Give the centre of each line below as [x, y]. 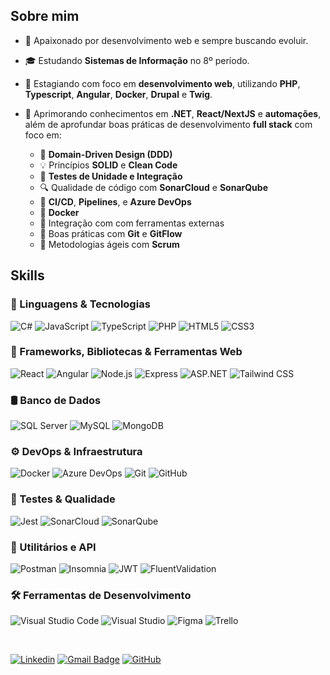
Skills [27, 275]
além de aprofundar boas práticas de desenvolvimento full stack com [168, 124]
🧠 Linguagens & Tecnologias [80, 304]
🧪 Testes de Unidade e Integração [111, 176]
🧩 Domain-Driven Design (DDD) [106, 154]
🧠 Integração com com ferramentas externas [132, 223]
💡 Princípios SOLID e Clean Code [108, 165]
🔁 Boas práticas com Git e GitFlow [111, 233]
